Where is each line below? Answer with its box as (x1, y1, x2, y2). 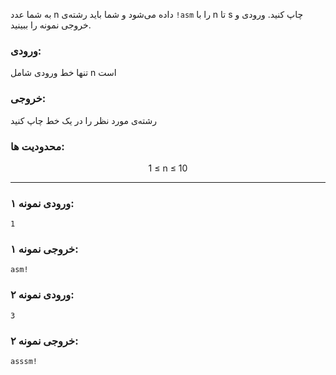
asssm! (10, 357, 38, 367)
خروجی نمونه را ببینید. (10, 19, 92, 31)
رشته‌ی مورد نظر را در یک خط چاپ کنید (10, 114, 158, 126)
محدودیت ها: (10, 139, 65, 153)
